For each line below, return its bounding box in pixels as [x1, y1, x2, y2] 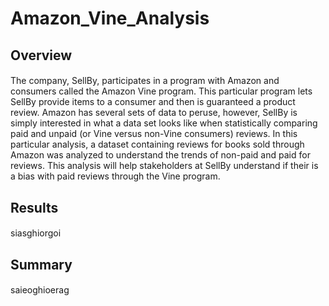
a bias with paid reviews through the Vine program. [10, 170, 221, 182]
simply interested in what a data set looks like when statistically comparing [10, 117, 318, 129]
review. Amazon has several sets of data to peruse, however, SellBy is [10, 107, 298, 119]
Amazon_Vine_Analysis [10, 7, 210, 30]
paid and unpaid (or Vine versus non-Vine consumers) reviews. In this [10, 128, 298, 140]
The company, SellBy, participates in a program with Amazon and [10, 75, 280, 87]
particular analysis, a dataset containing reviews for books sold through [10, 138, 305, 151]
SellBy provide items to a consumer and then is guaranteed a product [10, 96, 296, 108]
